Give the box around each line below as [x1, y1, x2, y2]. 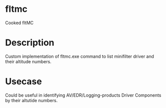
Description [5, 37, 55, 48]
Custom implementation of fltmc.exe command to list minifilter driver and [5, 53, 155, 59]
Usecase [5, 76, 42, 87]
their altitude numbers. [5, 58, 52, 65]
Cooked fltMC [5, 20, 34, 26]
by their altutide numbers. [5, 97, 58, 103]
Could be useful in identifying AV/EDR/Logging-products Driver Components [5, 92, 162, 98]
